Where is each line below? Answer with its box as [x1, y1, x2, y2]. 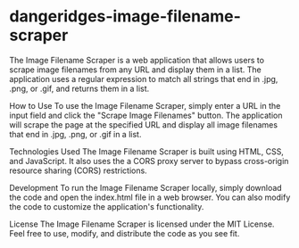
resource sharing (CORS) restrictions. [9, 165, 147, 176]
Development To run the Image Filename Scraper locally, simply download [9, 182, 283, 193]
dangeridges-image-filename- [9, 6, 241, 27]
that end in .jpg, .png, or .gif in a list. [9, 128, 142, 139]
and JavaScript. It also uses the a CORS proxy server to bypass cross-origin [9, 155, 289, 166]
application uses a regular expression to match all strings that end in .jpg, [9, 73, 278, 84]
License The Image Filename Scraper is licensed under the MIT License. [9, 219, 275, 229]
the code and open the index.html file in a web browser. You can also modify [9, 192, 291, 203]
